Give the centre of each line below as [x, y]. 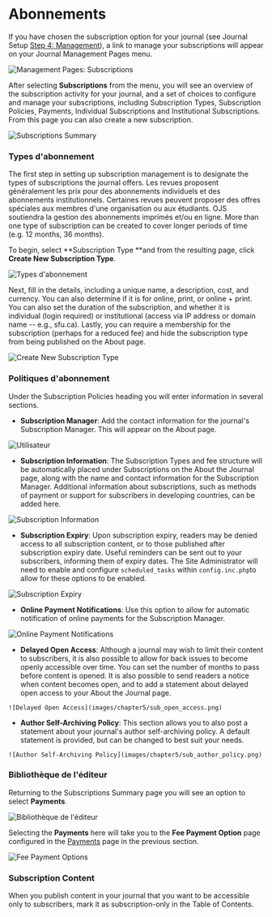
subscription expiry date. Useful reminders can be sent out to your [131, 552]
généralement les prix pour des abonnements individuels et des [115, 191]
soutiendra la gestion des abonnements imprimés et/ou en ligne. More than [134, 217]
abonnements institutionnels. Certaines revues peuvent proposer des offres [134, 200]
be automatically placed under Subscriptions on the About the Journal [137, 469]
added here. [40, 503]
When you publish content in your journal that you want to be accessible [129, 896]
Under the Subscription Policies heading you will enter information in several [136, 396]
